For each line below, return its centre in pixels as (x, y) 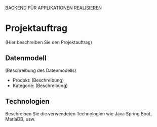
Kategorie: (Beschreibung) (40, 86)
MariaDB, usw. (20, 119)
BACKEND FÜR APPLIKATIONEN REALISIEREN (54, 8)
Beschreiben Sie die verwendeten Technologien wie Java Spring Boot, (78, 113)
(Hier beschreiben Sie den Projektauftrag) (49, 42)
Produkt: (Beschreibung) (38, 80)
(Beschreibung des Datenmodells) (41, 70)
